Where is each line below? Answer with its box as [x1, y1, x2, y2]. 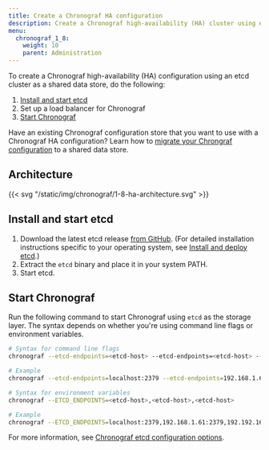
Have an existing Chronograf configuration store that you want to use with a [8, 128, 259, 137]
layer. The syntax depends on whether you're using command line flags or [8, 321, 254, 330]
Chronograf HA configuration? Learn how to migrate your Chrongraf [8, 136, 233, 145]
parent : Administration [22, 49, 102, 57]
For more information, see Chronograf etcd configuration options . [8, 432, 225, 442]
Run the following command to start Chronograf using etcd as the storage [8, 312, 251, 322]
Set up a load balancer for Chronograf [19, 103, 146, 113]
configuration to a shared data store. [8, 145, 129, 154]
